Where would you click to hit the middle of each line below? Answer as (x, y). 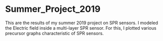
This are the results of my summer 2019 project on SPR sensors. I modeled (81, 23)
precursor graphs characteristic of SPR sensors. (54, 33)
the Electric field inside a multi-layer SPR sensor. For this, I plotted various (81, 28)
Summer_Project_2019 (53, 9)
